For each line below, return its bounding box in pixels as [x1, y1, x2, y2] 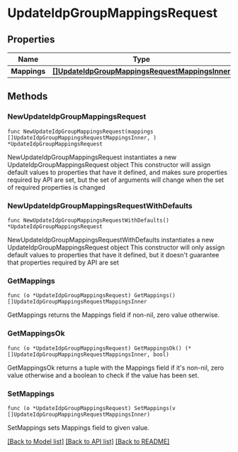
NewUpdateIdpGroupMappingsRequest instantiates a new [7, 153, 177, 161]
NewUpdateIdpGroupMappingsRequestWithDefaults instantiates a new [7, 235, 215, 244]
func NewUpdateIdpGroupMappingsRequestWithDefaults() [7, 217, 170, 224]
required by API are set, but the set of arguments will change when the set [7, 176, 225, 184]
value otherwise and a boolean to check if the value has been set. [7, 371, 200, 380]
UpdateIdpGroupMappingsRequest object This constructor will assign [7, 160, 211, 168]
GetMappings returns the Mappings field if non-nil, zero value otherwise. [7, 311, 220, 319]
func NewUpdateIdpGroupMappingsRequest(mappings [7, 128, 154, 135]
